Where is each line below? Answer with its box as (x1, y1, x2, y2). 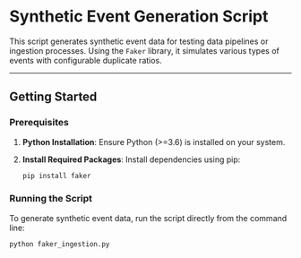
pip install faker (21, 171, 91, 180)
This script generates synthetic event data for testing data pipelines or (9, 36, 269, 47)
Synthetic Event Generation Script (9, 6, 269, 27)
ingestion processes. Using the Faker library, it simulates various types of (9, 45, 279, 56)
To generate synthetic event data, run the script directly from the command (9, 212, 288, 223)
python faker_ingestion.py (9, 239, 110, 248)
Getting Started (9, 90, 98, 105)
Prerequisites (9, 116, 69, 129)
